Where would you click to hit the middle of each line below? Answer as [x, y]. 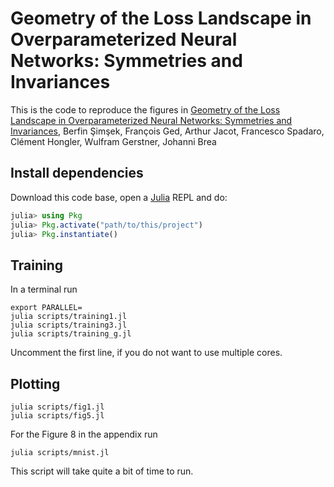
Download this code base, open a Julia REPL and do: [119, 197]
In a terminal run [44, 289]
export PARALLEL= [46, 308]
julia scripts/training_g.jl [71, 334]
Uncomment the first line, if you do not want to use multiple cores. [146, 353]
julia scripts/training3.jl [69, 325]
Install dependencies [77, 173]
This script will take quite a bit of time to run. [102, 471]
